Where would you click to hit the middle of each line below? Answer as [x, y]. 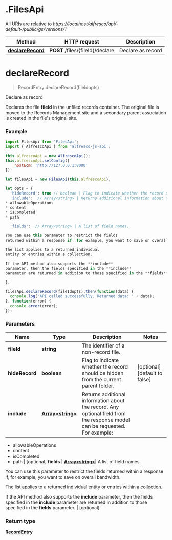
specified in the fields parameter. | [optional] [52, 507]
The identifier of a [103, 345]
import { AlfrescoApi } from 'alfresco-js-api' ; [58, 147]
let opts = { [19, 189]
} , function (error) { [28, 301]
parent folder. [98, 386]
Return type [20, 521]
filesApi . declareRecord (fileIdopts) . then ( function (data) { [70, 292]
